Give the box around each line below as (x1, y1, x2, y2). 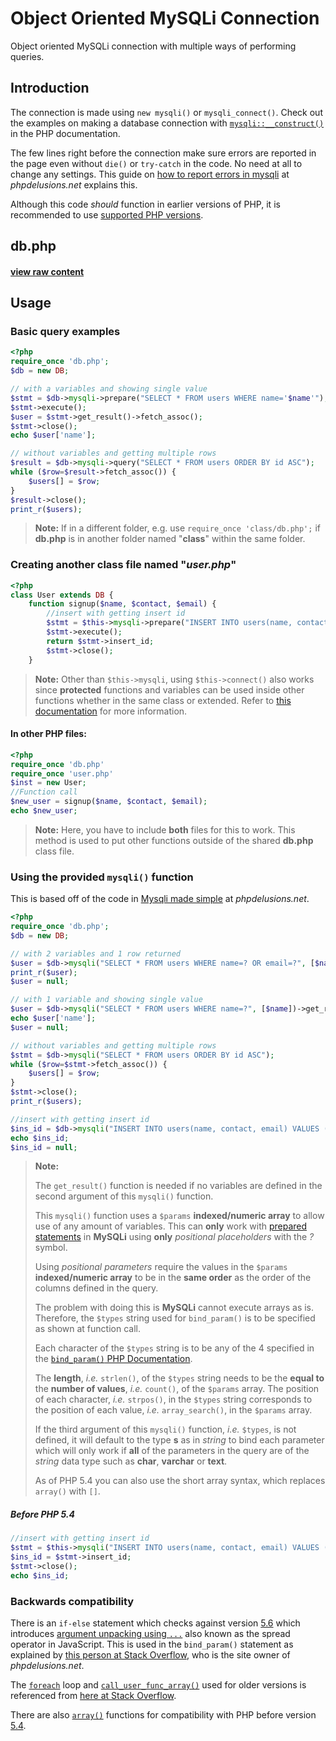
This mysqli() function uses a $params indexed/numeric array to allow (34, 1210, 325, 1222)
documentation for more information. (34, 705, 188, 717)
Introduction (10, 80, 90, 97)
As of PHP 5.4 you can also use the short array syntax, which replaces (34, 1475, 326, 1487)
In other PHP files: (10, 728, 87, 740)
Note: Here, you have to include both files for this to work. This (34, 823, 296, 836)
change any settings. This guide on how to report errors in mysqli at (10, 168, 290, 180)
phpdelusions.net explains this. (10, 178, 138, 191)
